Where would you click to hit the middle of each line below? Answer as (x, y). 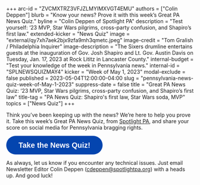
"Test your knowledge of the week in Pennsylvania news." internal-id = (93, 65)
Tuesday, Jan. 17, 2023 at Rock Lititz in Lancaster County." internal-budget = (100, 59)
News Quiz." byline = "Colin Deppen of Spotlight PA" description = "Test (95, 21)
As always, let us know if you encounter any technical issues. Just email (95, 163)
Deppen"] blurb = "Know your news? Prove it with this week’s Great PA (93, 15)
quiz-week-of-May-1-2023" (40, 84)
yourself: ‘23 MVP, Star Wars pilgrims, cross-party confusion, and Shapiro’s (99, 27)
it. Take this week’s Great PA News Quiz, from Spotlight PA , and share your (98, 121)
